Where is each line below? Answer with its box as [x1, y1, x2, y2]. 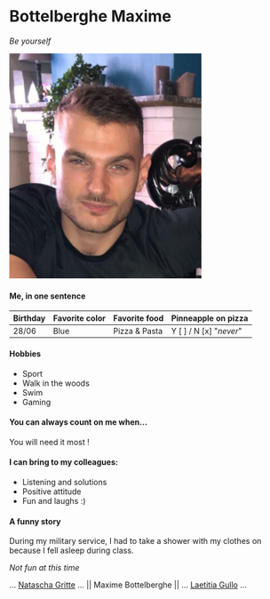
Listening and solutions [21, 477, 107, 487]
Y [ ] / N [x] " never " [171, 325, 242, 336]
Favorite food [113, 313, 164, 323]
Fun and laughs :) [21, 496, 86, 506]
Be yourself [9, 36, 52, 46]
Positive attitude [21, 486, 82, 497]
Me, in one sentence [9, 291, 86, 301]
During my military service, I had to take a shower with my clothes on [9, 536, 262, 547]
